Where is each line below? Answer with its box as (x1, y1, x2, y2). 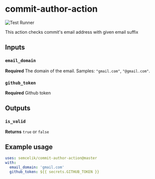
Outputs (5, 104, 31, 112)
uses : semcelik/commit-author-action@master (5, 156, 97, 161)
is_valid (5, 119, 26, 124)
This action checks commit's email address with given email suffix (5, 29, 138, 35)
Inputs (5, 43, 25, 52)
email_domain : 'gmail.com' (9, 165, 65, 170)
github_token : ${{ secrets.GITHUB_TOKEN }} (9, 170, 99, 175)
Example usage (5, 143, 53, 151)
